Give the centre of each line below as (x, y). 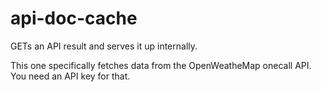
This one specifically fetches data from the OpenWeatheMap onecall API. (161, 65)
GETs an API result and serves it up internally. (104, 46)
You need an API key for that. (70, 76)
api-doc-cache (74, 18)
